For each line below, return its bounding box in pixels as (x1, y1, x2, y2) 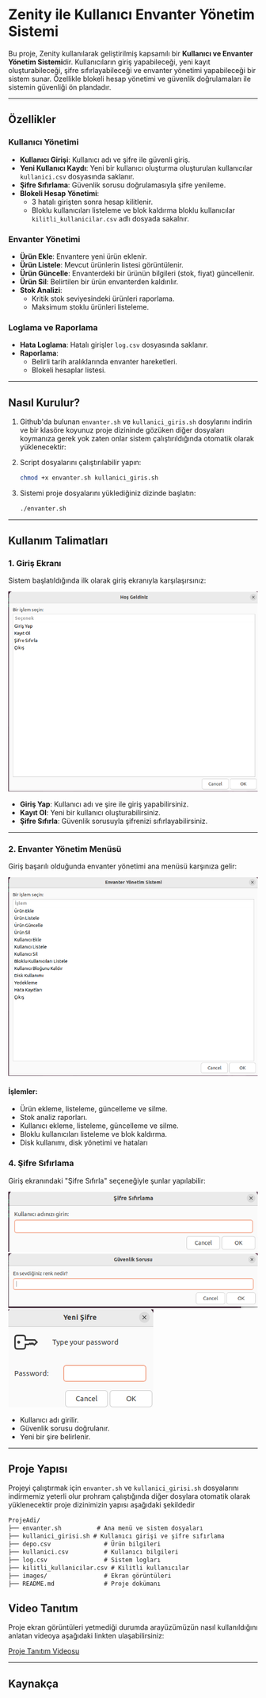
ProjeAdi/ (8, 1516, 41, 1525)
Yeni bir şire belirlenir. (19, 1431, 91, 1442)
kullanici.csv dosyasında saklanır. (19, 171, 135, 181)
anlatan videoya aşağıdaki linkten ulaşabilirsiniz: (8, 1631, 165, 1641)
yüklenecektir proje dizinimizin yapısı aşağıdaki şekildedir (8, 1500, 196, 1510)
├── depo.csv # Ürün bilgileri (8, 1540, 161, 1549)
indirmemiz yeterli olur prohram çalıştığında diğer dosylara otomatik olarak (8, 1492, 251, 1501)
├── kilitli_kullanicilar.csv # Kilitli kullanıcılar (8, 1564, 190, 1573)
